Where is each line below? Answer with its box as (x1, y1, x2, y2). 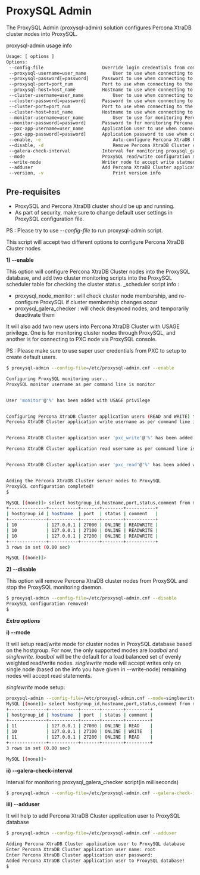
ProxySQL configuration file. (14, 215, 85, 222)
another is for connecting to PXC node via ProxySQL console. (6, 336, 157, 342)
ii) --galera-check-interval (6, 767, 73, 774)
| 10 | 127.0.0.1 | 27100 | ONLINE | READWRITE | (6, 527, 159, 533)
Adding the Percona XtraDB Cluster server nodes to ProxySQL (6, 478, 161, 484)
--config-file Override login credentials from (8, 65, 185, 71)
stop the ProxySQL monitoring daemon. (6, 584, 103, 591)
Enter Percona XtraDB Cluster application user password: (6, 852, 153, 858)
